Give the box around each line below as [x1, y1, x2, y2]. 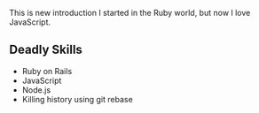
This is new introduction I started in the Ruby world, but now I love [9, 8, 251, 18]
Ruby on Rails [21, 65, 73, 76]
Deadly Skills [9, 42, 82, 57]
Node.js [21, 84, 51, 95]
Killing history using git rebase [21, 94, 133, 104]
